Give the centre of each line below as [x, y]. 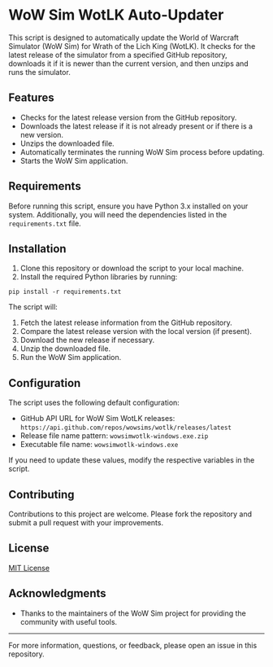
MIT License [29, 568]
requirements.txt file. [45, 223]
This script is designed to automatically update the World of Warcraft [124, 37]
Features [31, 98]
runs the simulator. [39, 72]
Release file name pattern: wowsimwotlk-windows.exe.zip [114, 436]
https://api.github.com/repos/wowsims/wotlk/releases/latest [126, 428]
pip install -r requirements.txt [65, 292]
